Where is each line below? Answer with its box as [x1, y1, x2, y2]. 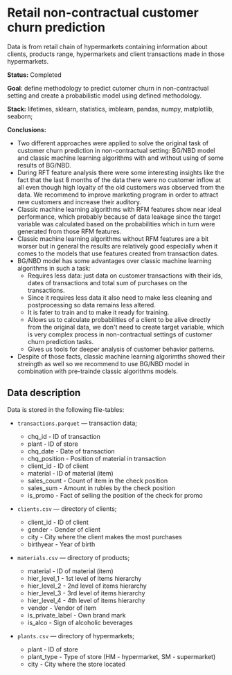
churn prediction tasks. [27, 337, 94, 345]
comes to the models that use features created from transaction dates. [17, 249, 220, 258]
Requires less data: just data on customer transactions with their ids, [27, 271, 223, 280]
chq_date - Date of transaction [27, 447, 116, 455]
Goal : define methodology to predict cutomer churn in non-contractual [7, 84, 209, 92]
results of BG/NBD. [17, 161, 71, 169]
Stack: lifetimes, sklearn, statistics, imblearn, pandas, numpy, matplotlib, [7, 105, 215, 113]
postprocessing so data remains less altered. [27, 300, 156, 309]
